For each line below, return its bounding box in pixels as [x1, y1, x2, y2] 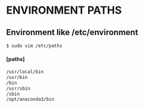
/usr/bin [6, 74, 28, 80]
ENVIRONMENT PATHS [6, 4, 122, 17]
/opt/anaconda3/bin [6, 96, 55, 103]
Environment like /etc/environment [6, 27, 139, 37]
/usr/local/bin [6, 69, 44, 75]
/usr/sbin [6, 85, 31, 91]
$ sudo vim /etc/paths [6, 43, 62, 49]
